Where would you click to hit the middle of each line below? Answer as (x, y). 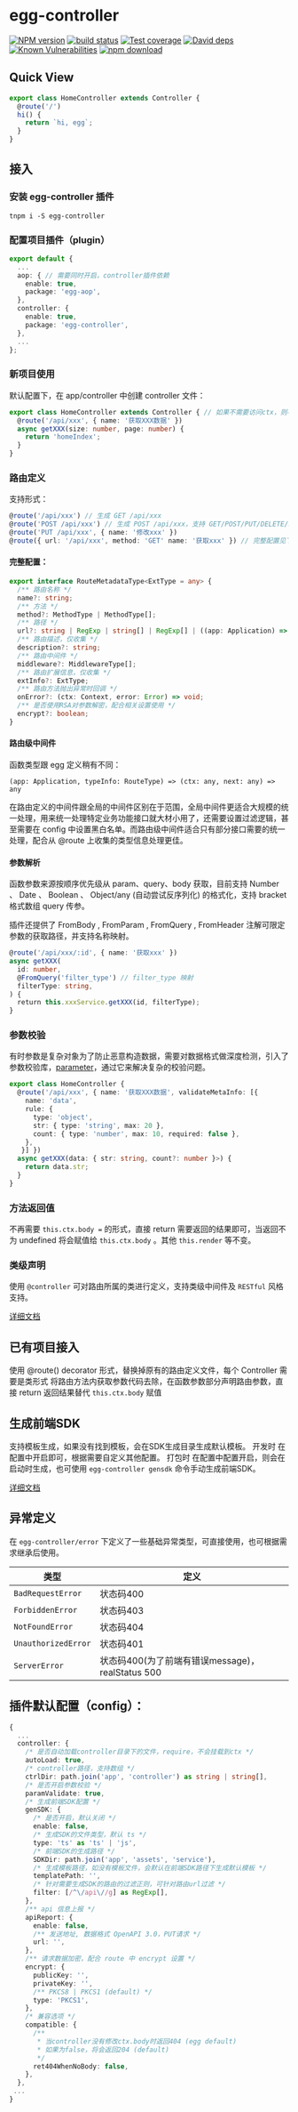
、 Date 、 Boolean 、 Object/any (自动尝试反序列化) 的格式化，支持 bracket (148, 895)
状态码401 (122, 1644)
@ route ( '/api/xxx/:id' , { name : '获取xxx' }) (94, 953)
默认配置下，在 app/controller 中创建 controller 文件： (107, 395)
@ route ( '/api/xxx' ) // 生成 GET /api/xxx (86, 516)
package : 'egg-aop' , (63, 292)
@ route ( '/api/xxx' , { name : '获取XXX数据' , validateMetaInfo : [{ (138, 1092)
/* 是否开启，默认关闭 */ (74, 1818)
